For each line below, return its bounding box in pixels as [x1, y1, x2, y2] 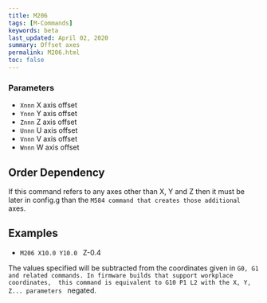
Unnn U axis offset [19, 126, 78, 135]
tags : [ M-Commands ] [8, 19, 73, 27]
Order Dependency [8, 165, 105, 179]
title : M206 [8, 11, 48, 20]
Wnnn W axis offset [19, 142, 80, 152]
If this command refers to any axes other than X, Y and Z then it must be [8, 186, 245, 196]
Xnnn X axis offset [19, 100, 78, 110]
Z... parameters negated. [8, 286, 97, 295]
